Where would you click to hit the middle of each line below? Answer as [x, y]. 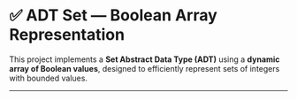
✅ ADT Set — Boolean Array [114, 15]
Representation [67, 35]
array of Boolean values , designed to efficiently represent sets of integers [145, 68]
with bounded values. [49, 78]
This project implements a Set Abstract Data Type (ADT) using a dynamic [145, 59]
